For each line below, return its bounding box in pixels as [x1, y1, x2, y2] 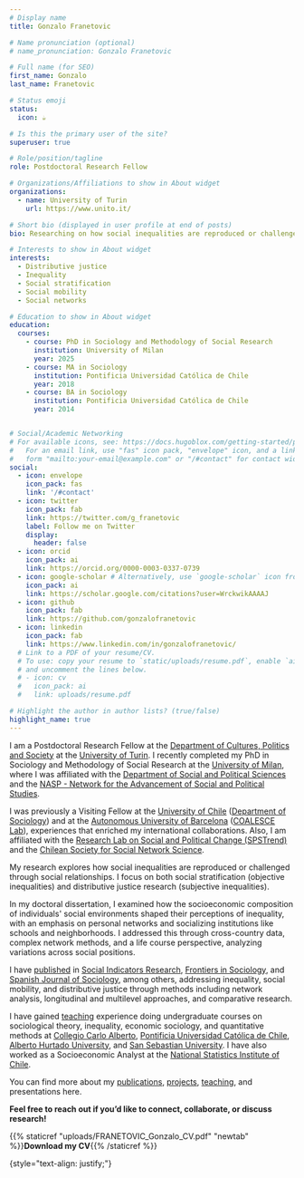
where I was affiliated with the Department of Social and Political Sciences [9, 768, 287, 779]
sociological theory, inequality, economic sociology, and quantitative [9, 1020, 264, 1031]
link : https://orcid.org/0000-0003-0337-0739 [25, 564, 201, 573]
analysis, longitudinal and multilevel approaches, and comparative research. [9, 993, 292, 1004]
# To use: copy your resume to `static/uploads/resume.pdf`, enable [17, 656, 281, 666]
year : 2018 [33, 380, 75, 389]
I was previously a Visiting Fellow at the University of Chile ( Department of [9, 806, 287, 816]
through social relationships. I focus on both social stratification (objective [9, 871, 285, 882]
